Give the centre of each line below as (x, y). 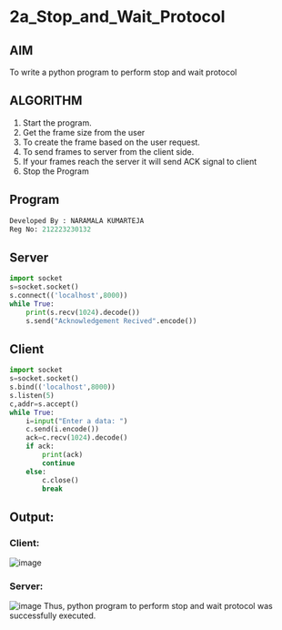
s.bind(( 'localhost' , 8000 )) (63, 387)
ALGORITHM (46, 101)
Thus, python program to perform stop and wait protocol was (158, 606)
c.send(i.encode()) (63, 430)
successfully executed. (53, 615)
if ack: (40, 447)
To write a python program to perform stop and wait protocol (123, 72)
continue (59, 463)
